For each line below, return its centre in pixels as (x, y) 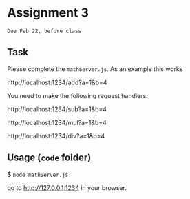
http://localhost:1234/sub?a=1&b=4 (57, 109)
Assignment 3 (48, 13)
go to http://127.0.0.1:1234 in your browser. (67, 187)
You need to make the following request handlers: (77, 95)
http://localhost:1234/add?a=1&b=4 (57, 82)
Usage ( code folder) (49, 158)
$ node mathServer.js (38, 174)
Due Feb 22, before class (44, 31)
